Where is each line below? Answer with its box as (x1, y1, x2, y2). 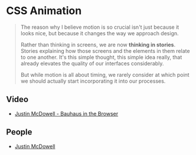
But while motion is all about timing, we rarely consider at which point (20, 71, 190, 78)
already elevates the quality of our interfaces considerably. (20, 60, 164, 67)
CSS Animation (6, 4, 82, 18)
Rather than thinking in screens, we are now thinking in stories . (20, 41, 176, 48)
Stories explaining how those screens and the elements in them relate (20, 47, 190, 54)
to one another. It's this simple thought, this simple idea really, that (20, 53, 182, 60)
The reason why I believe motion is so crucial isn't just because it (20, 23, 179, 31)
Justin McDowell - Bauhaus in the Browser (14, 110, 119, 117)
